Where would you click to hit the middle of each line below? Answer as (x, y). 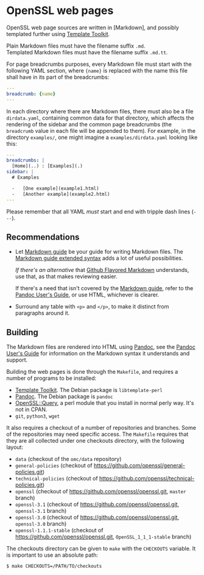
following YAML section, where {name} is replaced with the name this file (97, 70)
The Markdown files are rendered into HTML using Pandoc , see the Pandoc (101, 347)
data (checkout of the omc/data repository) (68, 459)
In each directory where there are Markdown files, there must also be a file (100, 111)
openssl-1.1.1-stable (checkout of (59, 530)
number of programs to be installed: (51, 378)
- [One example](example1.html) (55, 188)
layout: (15, 447)
